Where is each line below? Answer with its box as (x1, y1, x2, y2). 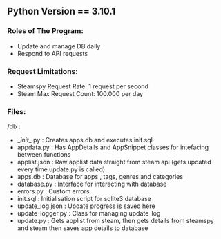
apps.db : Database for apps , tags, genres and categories (17, 173, 184, 181)
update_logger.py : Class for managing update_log (17, 209, 161, 218)
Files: (7, 106, 26, 116)
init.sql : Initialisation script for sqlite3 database (17, 195, 152, 203)
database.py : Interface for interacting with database (17, 180, 167, 189)
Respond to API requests (17, 49, 88, 57)
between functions (17, 151, 71, 159)
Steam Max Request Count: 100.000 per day (17, 89, 144, 97)
